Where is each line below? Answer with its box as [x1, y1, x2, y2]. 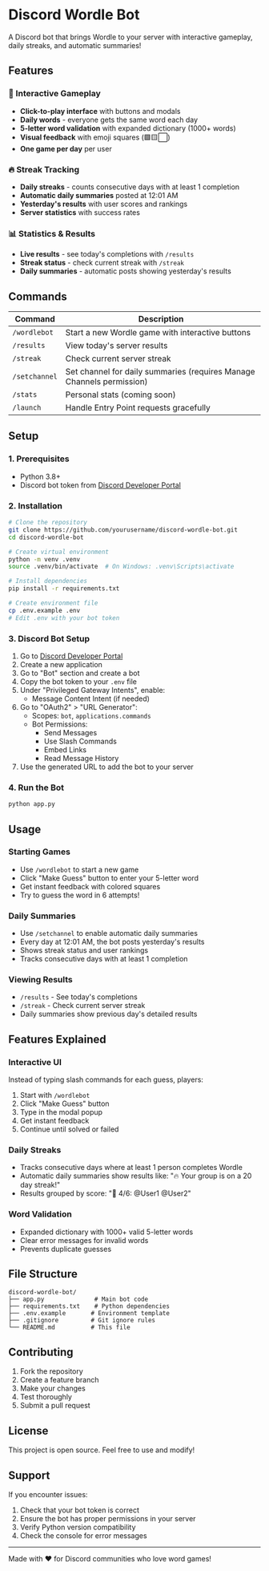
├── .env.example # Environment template [8, 1310, 171, 1318]
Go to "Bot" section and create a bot [19, 668, 140, 678]
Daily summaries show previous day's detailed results [19, 1009, 198, 1019]
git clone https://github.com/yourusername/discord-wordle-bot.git [8, 525, 239, 534]
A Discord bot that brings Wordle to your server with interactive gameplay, [8, 32, 254, 42]
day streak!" [19, 1180, 61, 1190]
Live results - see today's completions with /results [19, 249, 195, 259]
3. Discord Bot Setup [8, 633, 90, 644]
